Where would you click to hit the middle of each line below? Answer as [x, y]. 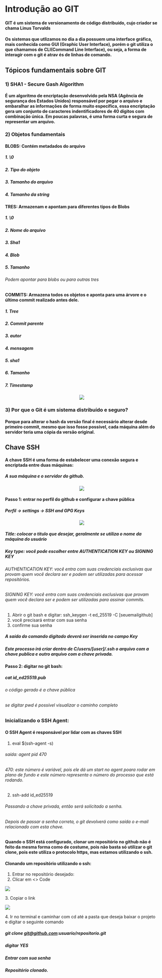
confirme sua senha [32, 625]
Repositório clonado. [27, 970]
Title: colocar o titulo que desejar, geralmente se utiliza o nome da [73, 534]
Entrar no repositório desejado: [43, 874]
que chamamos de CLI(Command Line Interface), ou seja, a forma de [76, 49]
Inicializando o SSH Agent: [37, 721]
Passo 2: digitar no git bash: [34, 666]
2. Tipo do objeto [23, 169]
